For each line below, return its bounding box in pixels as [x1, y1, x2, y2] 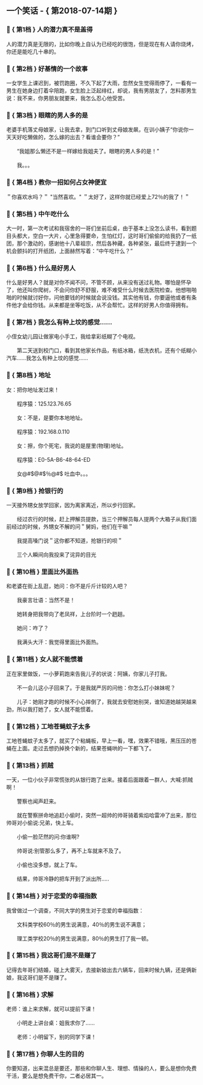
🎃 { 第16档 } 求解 [6, 990, 54, 998]
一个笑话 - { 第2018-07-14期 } [6, 5, 118, 16]
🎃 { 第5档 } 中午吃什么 [6, 209, 69, 218]
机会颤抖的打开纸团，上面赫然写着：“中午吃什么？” [6, 247, 133, 254]
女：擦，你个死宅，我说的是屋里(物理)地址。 [16, 442, 127, 449]
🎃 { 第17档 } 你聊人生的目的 [6, 1050, 85, 1058]
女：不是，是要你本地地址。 [16, 414, 86, 421]
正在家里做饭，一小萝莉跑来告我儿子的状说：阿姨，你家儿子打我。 [6, 670, 170, 677]
